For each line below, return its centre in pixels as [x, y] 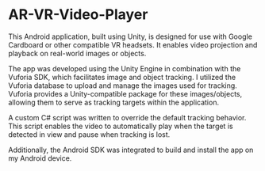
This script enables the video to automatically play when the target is [121, 126]
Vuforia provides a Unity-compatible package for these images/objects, [125, 93]
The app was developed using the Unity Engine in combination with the [125, 68]
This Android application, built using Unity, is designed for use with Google [130, 36]
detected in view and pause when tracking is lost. [89, 134]
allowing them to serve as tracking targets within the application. [114, 102]
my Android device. [40, 158]
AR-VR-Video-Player [78, 15]
